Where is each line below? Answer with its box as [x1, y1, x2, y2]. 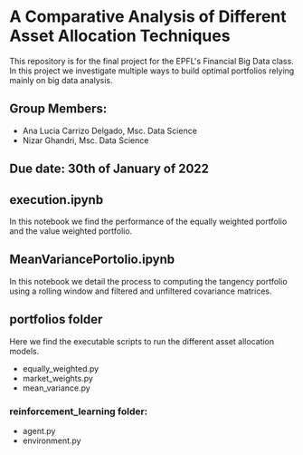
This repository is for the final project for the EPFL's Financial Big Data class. [9, 55, 294, 66]
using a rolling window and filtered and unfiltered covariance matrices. [9, 286, 272, 296]
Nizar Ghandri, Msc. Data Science [22, 134, 149, 146]
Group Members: [9, 102, 108, 117]
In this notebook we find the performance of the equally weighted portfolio [9, 216, 288, 227]
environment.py [22, 435, 81, 446]
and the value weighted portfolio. [9, 225, 133, 237]
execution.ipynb [9, 192, 104, 208]
